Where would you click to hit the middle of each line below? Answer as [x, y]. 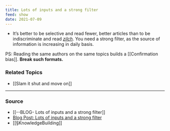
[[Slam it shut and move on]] [42, 83]
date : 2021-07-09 [24, 19]
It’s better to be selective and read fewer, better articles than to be [81, 34]
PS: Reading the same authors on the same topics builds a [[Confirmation [82, 54]
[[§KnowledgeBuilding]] [37, 123]
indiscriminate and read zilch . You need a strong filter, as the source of [86, 39]
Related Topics [24, 73]
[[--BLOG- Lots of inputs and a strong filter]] [59, 112]
